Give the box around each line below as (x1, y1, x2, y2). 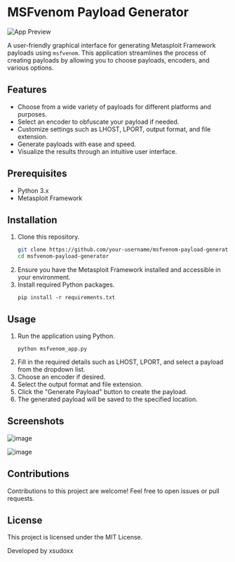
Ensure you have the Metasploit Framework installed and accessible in (17, 266, 221, 274)
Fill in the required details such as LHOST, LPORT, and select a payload (17, 358, 224, 366)
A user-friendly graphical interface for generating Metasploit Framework (7, 41, 216, 49)
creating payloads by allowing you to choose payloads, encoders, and (7, 55, 210, 64)
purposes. (17, 110, 48, 118)
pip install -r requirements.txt (17, 294, 116, 301)
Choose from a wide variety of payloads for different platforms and (17, 103, 212, 111)
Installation (7, 214, 58, 226)
